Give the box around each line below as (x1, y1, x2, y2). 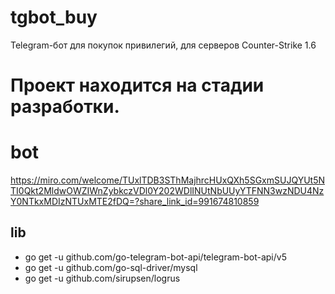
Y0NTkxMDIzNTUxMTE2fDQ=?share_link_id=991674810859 (10, 196, 260, 208)
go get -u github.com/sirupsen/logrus (24, 272, 181, 284)
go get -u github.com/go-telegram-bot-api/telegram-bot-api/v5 (24, 251, 287, 263)
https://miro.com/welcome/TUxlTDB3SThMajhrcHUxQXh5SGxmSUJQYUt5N (10, 174, 325, 186)
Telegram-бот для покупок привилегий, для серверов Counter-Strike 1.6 (10, 39, 317, 51)
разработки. (10, 96, 120, 118)
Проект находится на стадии (10, 74, 265, 97)
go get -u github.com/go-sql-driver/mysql (24, 261, 198, 273)
